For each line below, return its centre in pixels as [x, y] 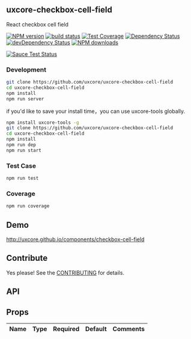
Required [66, 329]
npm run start [24, 150]
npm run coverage [28, 206]
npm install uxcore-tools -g [43, 123]
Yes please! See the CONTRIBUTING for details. [65, 272]
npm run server [25, 99]
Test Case [21, 166]
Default [96, 329]
